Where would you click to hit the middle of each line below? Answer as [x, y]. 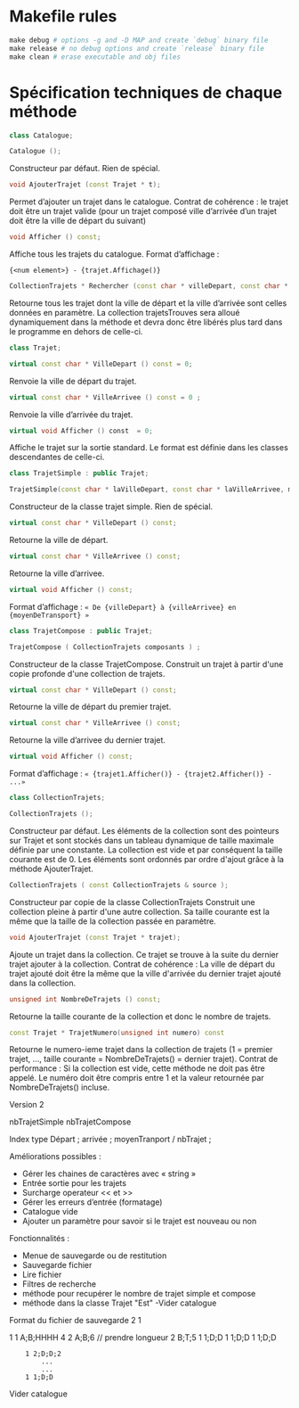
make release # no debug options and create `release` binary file [137, 48]
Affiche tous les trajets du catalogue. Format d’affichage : [114, 254]
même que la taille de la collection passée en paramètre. [113, 921]
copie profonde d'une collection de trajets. [87, 673]
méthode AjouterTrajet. [51, 869]
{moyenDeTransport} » [49, 615]
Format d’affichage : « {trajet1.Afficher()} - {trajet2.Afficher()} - [141, 774]
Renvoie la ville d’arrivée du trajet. [71, 414]
